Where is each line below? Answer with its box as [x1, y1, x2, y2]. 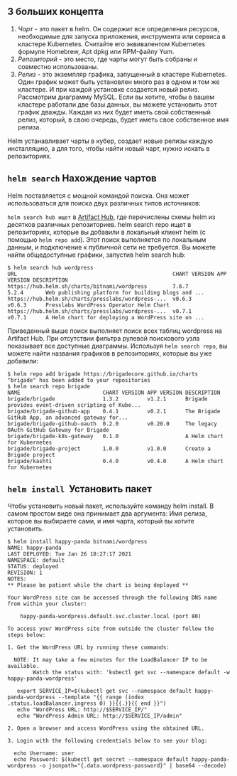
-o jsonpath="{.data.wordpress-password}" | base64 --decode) [38, 762, 227, 770]
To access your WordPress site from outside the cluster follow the [7, 625, 214, 632]
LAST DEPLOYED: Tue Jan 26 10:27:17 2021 [7, 551, 132, 558]
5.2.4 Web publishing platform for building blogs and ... [7, 289, 204, 296]
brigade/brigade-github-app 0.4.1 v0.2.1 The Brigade [7, 408, 221, 415]
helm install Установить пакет [7, 483, 153, 495]
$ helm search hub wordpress [7, 264, 94, 271]
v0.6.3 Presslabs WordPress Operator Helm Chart [7, 302, 170, 309]
